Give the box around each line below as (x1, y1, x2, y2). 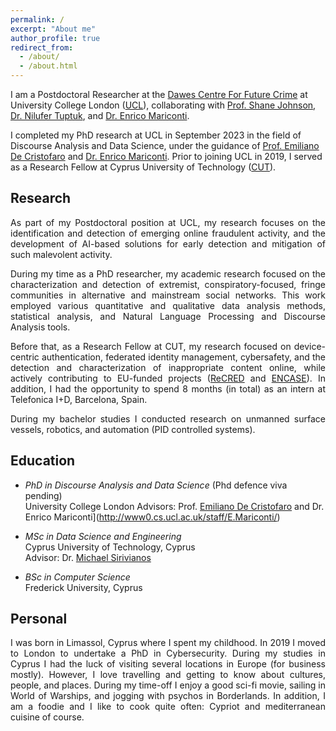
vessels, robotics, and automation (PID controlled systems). (10, 423, 256, 435)
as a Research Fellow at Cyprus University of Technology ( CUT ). (10, 161, 277, 173)
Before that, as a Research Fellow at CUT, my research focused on (10, 340, 292, 352)
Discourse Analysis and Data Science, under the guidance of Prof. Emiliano (10, 140, 320, 151)
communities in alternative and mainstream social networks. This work (10, 289, 326, 301)
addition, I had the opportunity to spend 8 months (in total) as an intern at (10, 382, 326, 395)
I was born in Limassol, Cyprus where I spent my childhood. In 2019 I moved (10, 637, 326, 649)
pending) (24, 489, 63, 501)
